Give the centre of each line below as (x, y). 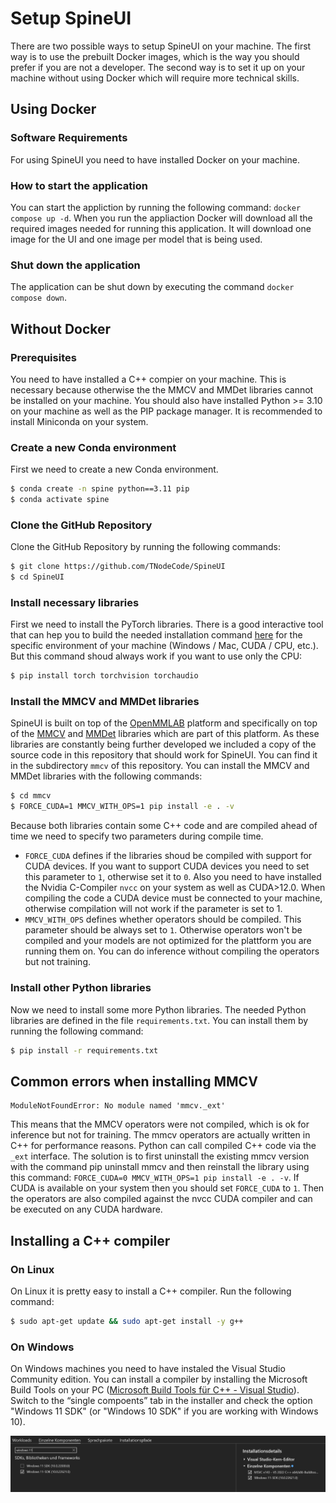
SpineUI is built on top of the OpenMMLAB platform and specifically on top (164, 723)
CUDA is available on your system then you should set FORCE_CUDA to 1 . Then (167, 1188)
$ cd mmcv (31, 796)
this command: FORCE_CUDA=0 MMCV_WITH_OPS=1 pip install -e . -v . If (155, 1178)
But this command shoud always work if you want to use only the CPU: (156, 656)
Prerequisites (43, 357)
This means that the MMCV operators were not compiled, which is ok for (160, 1124)
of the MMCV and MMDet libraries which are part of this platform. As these (165, 734)
